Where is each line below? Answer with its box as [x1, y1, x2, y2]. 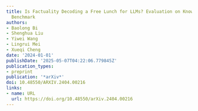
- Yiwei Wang [6, 36, 38, 42]
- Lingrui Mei [6, 42, 41, 48]
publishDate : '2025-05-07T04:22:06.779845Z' [6, 58, 117, 63]
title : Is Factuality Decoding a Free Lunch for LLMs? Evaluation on [6, 8, 181, 15]
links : [6, 85, 22, 91]
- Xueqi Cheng [6, 47, 41, 53]
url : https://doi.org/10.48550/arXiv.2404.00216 [11, 96, 133, 102]
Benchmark [11, 14, 35, 20]
